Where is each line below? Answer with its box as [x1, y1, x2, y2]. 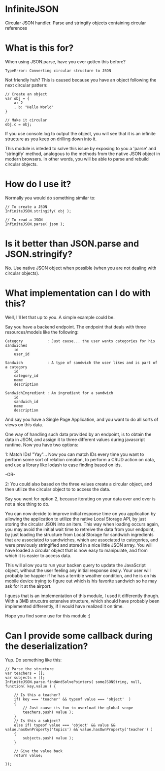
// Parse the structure [5, 666, 54, 671]
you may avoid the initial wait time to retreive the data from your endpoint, [5, 526, 155, 532]
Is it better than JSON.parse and [5, 238, 139, 249]
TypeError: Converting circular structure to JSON [5, 68, 111, 73]
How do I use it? [5, 179, 71, 190]
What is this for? [5, 42, 74, 54]
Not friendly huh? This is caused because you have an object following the [5, 77, 157, 82]
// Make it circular [5, 118, 48, 122]
